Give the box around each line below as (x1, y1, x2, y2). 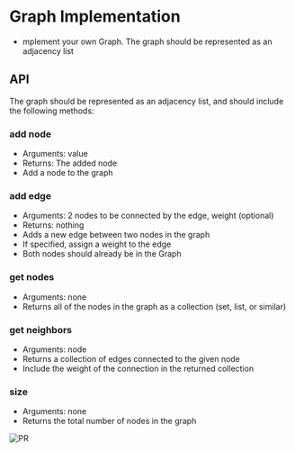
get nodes (9, 271, 55, 284)
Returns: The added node (22, 158, 118, 168)
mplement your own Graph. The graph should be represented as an (22, 36, 273, 47)
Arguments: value (22, 149, 88, 159)
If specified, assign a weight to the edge (22, 239, 172, 249)
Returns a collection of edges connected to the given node (22, 353, 241, 364)
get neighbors (9, 323, 73, 336)
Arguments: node (22, 344, 87, 355)
